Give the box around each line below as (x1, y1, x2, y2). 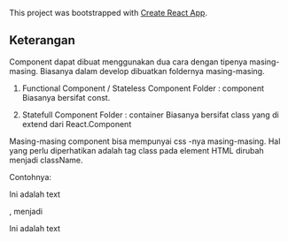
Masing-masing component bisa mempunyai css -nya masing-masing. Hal (9, 136, 281, 147)
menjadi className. (9, 154, 83, 165)
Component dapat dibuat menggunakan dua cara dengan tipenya (9, 56, 248, 67)
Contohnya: (9, 171, 51, 182)
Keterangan (9, 33, 75, 48)
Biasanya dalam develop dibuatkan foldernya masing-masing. (39, 65, 265, 76)
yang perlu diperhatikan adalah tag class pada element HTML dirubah (9, 145, 264, 155)
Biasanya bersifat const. (21, 92, 111, 102)
